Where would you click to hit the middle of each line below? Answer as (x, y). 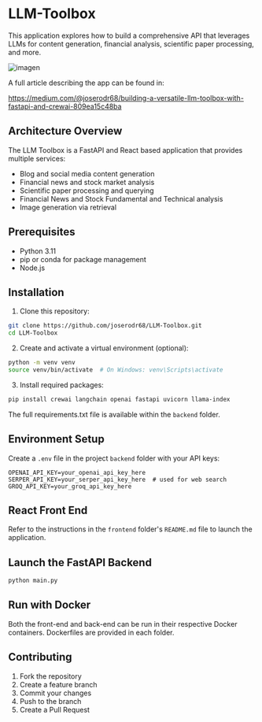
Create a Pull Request (55, 709)
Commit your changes (55, 693)
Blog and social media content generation (87, 173)
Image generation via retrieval (68, 207)
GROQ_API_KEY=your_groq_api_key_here (70, 486)
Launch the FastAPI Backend (80, 563)
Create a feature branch (58, 684)
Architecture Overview (65, 131)
